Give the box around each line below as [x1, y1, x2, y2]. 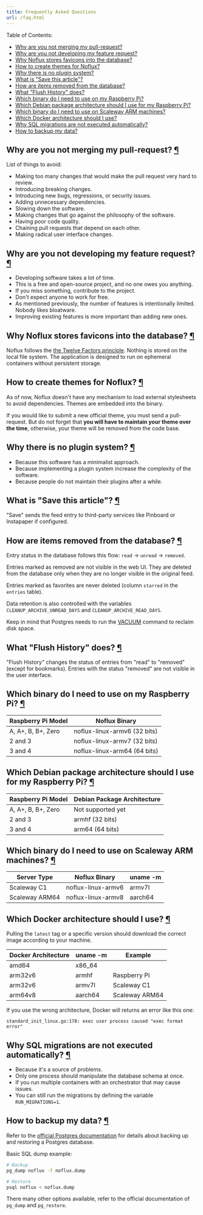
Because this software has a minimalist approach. [15, 458, 140, 465]
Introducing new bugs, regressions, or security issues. [15, 192, 152, 200]
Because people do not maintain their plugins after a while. [15, 478, 163, 485]
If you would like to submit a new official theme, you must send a [6, 411, 169, 419]
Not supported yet [74, 805, 126, 813]
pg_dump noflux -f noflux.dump [6, 1168, 86, 1174]
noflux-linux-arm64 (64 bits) [74, 747, 159, 755]
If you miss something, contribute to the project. [15, 287, 136, 294]
